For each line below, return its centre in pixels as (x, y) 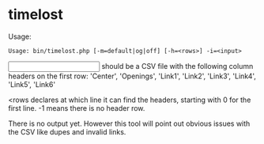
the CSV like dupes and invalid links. (67, 131)
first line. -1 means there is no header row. (77, 108)
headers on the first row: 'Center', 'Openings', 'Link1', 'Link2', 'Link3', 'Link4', (132, 76)
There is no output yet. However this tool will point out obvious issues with (129, 123)
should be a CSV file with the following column (177, 66)
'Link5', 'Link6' (32, 84)
